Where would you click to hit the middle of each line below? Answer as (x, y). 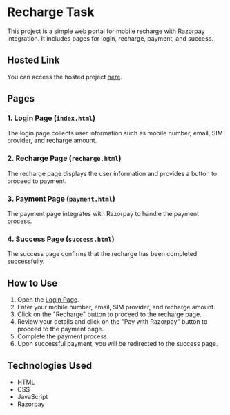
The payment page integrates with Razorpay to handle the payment (103, 214)
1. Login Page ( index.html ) (51, 118)
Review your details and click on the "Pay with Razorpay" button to (112, 322)
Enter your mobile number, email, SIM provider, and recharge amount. (116, 307)
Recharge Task (51, 12)
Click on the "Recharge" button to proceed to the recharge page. (109, 314)
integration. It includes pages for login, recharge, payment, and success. (111, 38)
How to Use (32, 283)
